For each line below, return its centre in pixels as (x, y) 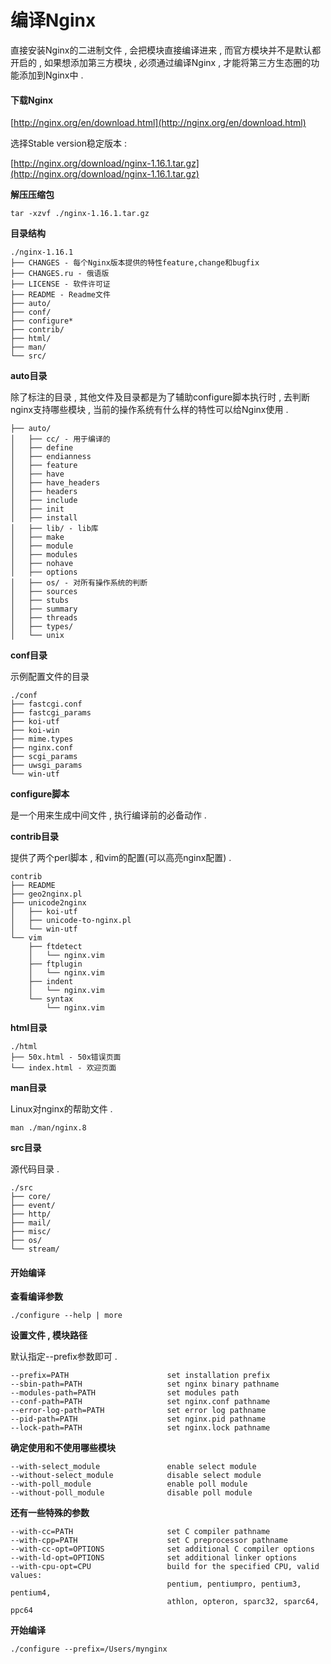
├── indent (51, 982)
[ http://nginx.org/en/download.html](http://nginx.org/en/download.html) (158, 123)
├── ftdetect (55, 947)
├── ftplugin (55, 964)
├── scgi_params (44, 757)
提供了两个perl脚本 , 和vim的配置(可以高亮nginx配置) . (121, 858)
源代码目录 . (35, 1169)
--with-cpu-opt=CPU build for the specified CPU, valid (165, 1567)
